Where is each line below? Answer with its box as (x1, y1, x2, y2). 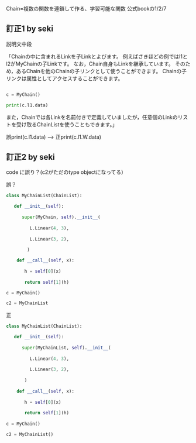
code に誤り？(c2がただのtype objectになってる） (6, 169, 127, 176)
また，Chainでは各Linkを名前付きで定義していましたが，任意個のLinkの (6, 114, 178, 121)
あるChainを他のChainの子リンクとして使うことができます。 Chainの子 (16, 67, 187, 74)
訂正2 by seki (6, 152, 55, 162)
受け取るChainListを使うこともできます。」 (16, 121, 118, 128)
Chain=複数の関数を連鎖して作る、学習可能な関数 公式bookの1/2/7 (6, 5, 167, 12)
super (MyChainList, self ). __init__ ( (21, 345, 111, 351)
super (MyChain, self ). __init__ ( (21, 214, 101, 220)
